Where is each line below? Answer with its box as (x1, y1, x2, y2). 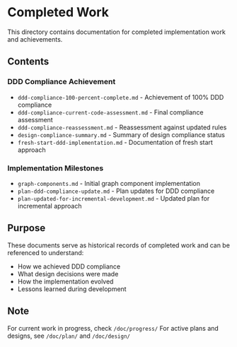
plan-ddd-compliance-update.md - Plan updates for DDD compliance (17, 187, 215, 195)
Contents (7, 56, 50, 68)
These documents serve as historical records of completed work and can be (7, 241, 230, 249)
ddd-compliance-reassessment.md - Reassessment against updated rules (17, 123, 227, 131)
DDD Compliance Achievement (7, 77, 116, 87)
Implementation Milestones (7, 163, 104, 173)
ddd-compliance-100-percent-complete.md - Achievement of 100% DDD (17, 93, 224, 101)
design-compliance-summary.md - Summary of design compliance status (17, 130, 225, 139)
